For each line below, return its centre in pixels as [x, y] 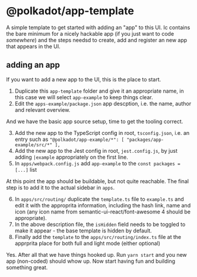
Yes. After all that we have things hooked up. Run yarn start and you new [96, 254]
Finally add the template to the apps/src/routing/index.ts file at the [98, 237]
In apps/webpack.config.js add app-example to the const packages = [98, 163]
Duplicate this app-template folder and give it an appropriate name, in [99, 91]
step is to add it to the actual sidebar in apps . [61, 187]
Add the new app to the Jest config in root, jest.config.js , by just [96, 150]
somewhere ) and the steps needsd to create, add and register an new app [97, 40]
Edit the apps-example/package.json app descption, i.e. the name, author [103, 103]
